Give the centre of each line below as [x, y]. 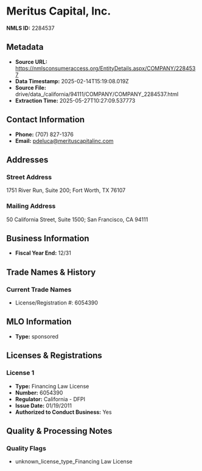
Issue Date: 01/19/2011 [43, 405]
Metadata [25, 47]
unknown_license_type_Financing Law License [74, 462]
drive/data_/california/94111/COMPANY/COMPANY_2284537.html [97, 94]
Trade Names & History [51, 272]
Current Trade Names [39, 289]
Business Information [48, 238]
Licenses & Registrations [54, 356]
